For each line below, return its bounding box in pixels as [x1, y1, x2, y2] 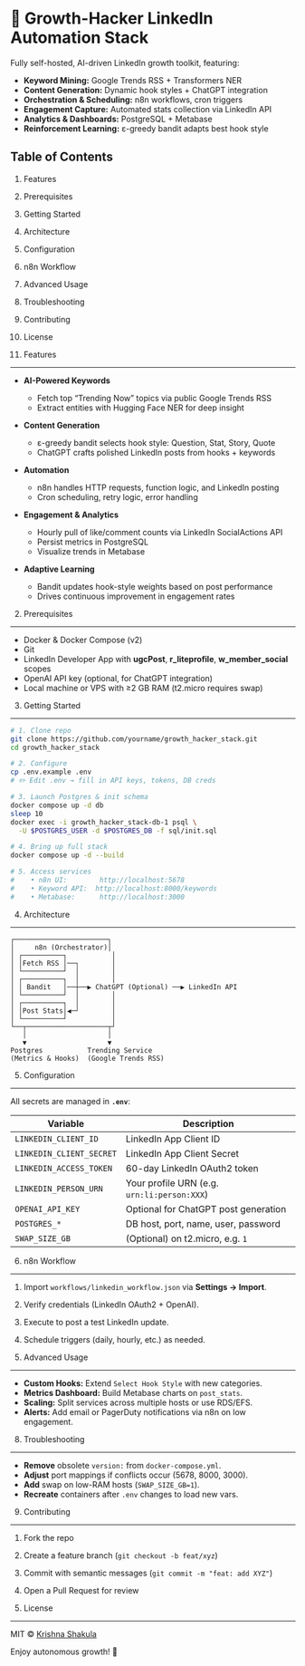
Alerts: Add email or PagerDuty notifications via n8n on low [23, 1406, 247, 1417]
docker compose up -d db [10, 801, 104, 810]
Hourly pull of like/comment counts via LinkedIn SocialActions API [36, 526, 283, 537]
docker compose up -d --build [10, 851, 125, 860]
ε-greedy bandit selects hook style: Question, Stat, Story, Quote [36, 437, 276, 448]
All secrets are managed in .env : [10, 1095, 130, 1106]
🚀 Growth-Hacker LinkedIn [10, 8, 214, 29]
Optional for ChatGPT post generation [126, 1202, 287, 1215]
